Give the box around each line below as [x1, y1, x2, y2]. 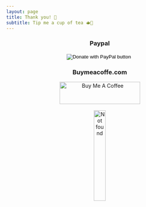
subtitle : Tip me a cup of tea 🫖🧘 [6, 20, 93, 26]
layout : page [6, 8, 39, 15]
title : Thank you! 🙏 [6, 14, 58, 20]
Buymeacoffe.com [72, 68, 128, 76]
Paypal [90, 39, 110, 47]
